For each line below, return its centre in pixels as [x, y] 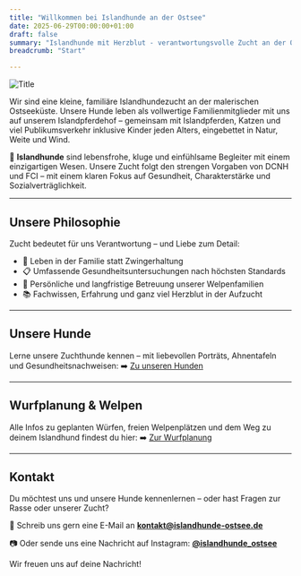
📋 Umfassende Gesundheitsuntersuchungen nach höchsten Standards [154, 271]
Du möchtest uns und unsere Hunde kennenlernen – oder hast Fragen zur [145, 499]
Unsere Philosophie [65, 222]
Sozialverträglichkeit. [48, 185]
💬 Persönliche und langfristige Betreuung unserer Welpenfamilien [143, 284]
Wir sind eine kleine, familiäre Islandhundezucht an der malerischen [134, 102]
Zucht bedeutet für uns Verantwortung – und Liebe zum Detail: [125, 244]
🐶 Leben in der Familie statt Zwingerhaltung [103, 261]
